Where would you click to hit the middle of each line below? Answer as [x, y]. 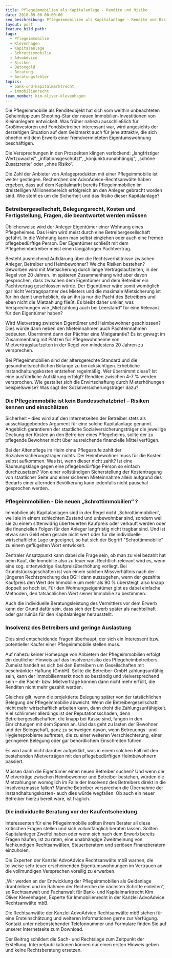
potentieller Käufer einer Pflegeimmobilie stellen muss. [63, 644]
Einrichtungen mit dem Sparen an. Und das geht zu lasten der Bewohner [81, 724]
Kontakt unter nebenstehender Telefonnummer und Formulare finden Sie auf [86, 924]
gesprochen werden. [27, 488]
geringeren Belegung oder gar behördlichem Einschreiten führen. [74, 740]
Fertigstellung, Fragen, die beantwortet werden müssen [76, 216]
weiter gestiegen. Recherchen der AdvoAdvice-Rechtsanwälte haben [78, 180]
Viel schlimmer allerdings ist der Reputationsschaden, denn [68, 713]
